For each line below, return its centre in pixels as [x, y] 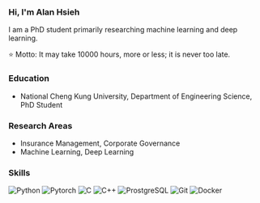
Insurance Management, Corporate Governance [100, 143]
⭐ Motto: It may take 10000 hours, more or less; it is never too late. [119, 54]
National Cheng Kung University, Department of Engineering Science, [136, 96]
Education [29, 78]
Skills [19, 172]
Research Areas [40, 125]
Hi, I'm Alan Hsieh [44, 12]
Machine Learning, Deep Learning [77, 151]
